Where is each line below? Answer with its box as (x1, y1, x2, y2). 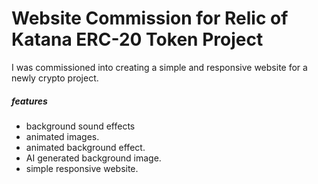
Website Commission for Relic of (11, 7, 289, 30)
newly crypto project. (11, 72, 99, 84)
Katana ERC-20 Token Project (11, 28, 264, 51)
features (11, 95, 48, 107)
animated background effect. (25, 141, 146, 153)
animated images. (25, 130, 100, 142)
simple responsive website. (25, 162, 139, 174)
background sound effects (25, 120, 136, 132)
